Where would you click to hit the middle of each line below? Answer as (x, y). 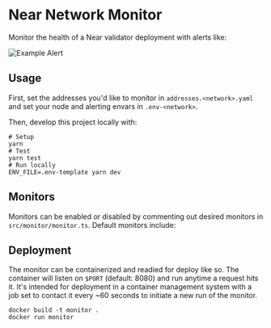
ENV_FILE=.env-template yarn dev (65, 172)
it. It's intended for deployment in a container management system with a (130, 287)
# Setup (21, 137)
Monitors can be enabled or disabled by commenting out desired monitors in (136, 217)
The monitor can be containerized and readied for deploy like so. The (124, 270)
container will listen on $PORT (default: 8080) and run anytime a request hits (133, 278)
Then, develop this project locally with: (73, 122)
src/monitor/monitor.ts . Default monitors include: (92, 225)
